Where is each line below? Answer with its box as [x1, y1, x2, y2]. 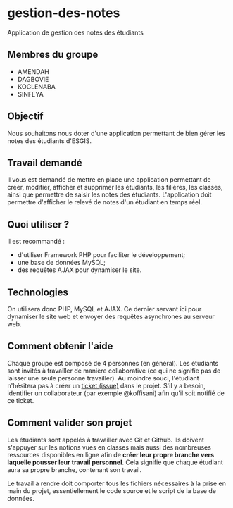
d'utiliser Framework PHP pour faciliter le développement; [17, 251, 186, 259]
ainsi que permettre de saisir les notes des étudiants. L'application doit [7, 190, 213, 199]
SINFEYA [17, 89, 44, 98]
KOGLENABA [17, 82, 56, 91]
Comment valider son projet [7, 417, 132, 429]
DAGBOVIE [17, 75, 49, 83]
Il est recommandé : [7, 237, 65, 246]
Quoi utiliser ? [7, 218, 70, 230]
